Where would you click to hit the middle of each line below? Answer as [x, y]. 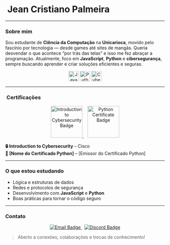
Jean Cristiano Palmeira [58, 9]
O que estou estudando [35, 171]
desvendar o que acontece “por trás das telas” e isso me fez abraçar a [79, 53]
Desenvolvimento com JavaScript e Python [58, 193]
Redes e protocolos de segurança [48, 187]
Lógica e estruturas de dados [43, 182]
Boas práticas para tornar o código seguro [57, 198]
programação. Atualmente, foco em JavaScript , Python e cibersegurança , [83, 59]
